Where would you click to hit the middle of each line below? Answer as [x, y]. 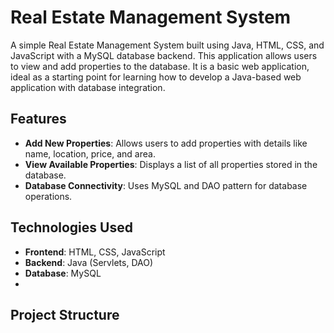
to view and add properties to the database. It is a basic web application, [160, 66]
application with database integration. [88, 87]
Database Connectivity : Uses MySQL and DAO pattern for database [166, 185]
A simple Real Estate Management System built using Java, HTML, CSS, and [167, 45]
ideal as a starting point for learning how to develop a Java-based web [156, 77]
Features [38, 119]
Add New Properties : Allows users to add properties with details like [166, 143]
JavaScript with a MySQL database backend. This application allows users [164, 55]
